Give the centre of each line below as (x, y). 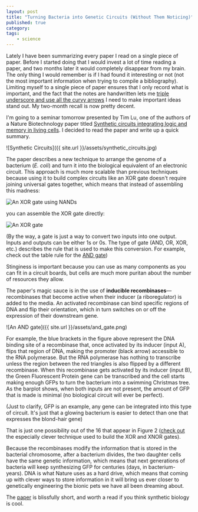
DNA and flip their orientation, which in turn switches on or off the (86, 309)
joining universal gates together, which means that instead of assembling (95, 184)
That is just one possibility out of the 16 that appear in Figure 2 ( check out (95, 431)
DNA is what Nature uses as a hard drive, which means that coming (106, 473)
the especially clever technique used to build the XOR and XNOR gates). (93, 437)
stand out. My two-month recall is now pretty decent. (71, 106)
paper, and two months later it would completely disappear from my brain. (96, 68)
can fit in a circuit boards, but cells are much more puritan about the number (99, 273)
